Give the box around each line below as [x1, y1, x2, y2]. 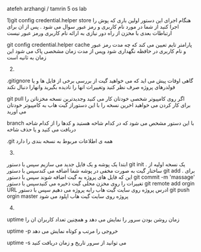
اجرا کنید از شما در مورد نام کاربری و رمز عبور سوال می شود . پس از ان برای [7, 23, 179, 30]
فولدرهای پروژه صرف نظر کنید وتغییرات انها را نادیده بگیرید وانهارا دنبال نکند [7, 83, 175, 91]
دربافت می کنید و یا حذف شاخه [7, 126, 77, 133]
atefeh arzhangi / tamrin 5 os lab [7, 5, 87, 12]
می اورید [7, 108, 26, 115]
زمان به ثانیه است [7, 54, 47, 61]
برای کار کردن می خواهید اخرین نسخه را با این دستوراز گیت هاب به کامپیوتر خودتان [7, 101, 191, 109]
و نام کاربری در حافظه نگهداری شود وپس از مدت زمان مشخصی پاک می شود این [7, 47, 187, 55]
